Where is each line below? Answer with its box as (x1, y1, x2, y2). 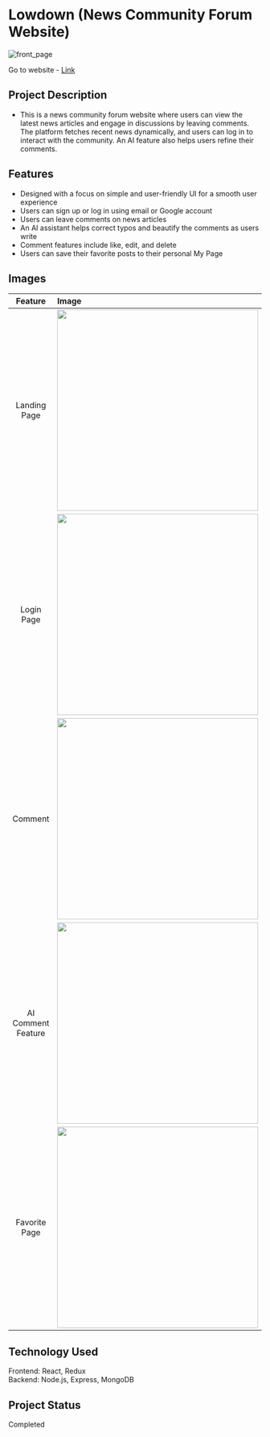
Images (8, 271, 47, 285)
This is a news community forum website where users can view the (19, 109, 243, 119)
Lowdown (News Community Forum (8, 6, 253, 24)
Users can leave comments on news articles (19, 214, 167, 224)
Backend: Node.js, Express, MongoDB (8, 1375, 134, 1385)
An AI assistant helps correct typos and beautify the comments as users (19, 223, 260, 233)
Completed (8, 1419, 46, 1429)
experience (19, 197, 58, 207)
